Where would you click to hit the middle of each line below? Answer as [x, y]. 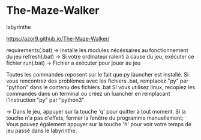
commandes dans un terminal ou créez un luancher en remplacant [88, 93]
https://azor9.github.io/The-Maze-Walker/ [58, 38]
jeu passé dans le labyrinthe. [42, 130]
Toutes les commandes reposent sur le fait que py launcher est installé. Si [97, 74]
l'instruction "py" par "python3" [45, 100]
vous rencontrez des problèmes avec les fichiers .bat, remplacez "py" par [97, 81]
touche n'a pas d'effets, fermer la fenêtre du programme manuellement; [95, 118]
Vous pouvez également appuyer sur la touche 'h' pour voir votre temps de [99, 124]
